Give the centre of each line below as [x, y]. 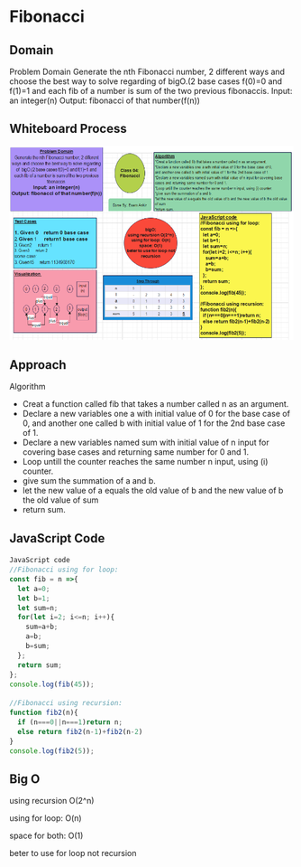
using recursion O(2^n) [52, 801]
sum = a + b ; [42, 627]
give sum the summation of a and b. [89, 481]
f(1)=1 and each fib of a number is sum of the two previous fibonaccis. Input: [151, 91]
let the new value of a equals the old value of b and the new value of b [153, 491]
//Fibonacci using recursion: [66, 703]
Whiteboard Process [68, 129]
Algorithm [27, 387]
